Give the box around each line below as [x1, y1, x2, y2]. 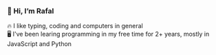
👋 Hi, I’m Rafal [7, 6, 54, 16]
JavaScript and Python [7, 40, 72, 48]
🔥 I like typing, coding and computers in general [7, 22, 143, 30]
